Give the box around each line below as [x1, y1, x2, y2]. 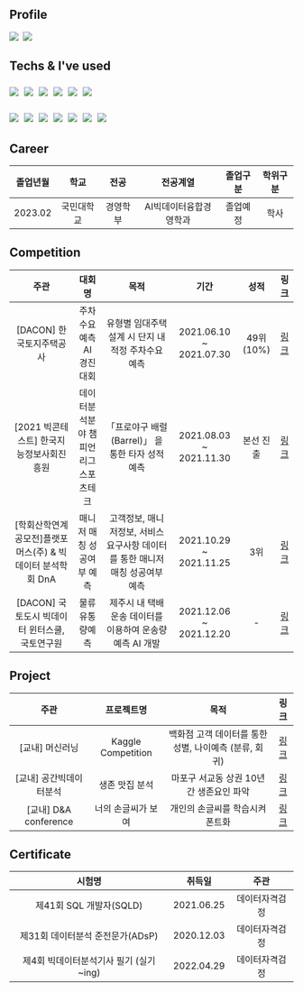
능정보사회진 [16, 447, 67, 460]
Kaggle [111, 735, 142, 748]
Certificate [9, 847, 72, 862]
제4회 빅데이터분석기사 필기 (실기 [22, 955, 156, 968]
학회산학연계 [17, 519, 69, 531]
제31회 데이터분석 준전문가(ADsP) [19, 930, 159, 942]
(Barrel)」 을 [110, 434, 163, 446]
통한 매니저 [120, 552, 165, 565]
